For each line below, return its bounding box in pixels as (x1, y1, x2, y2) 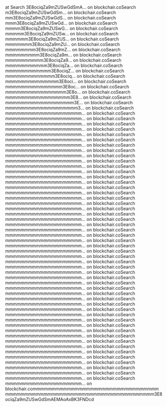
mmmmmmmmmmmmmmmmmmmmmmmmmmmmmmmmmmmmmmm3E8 (5, 391, 163, 397)
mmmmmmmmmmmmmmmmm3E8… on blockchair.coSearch (5, 94, 132, 100)
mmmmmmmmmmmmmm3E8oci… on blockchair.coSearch (5, 78, 127, 84)
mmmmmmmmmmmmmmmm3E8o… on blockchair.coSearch (5, 89, 131, 95)
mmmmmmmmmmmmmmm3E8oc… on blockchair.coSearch (5, 84, 130, 89)
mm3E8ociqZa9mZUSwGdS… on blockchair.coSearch (5, 15, 116, 20)
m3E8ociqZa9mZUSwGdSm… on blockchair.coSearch (5, 9, 116, 15)
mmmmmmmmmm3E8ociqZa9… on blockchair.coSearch (5, 57, 122, 63)
